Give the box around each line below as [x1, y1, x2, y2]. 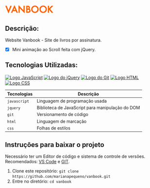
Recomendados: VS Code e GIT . [5, 159, 70, 165]
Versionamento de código [37, 112, 89, 117]
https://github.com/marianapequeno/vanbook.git [12, 174, 111, 179]
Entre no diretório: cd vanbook [12, 178, 72, 185]
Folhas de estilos [37, 125, 71, 131]
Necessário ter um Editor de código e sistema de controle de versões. [5, 153, 146, 159]
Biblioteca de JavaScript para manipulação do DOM [37, 105, 140, 111]
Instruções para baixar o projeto [5, 140, 105, 149]
